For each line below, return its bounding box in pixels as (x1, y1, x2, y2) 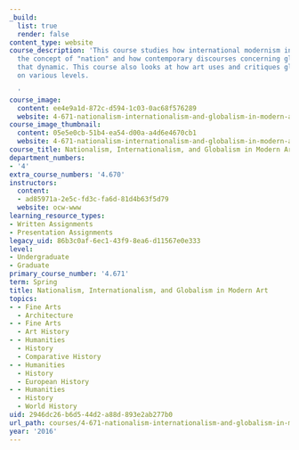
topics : (9, 294, 38, 303)
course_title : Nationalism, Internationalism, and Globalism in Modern (9, 145, 280, 154)
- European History (17, 377, 90, 386)
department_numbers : (9, 153, 86, 162)
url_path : (9, 418, 46, 428)
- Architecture (17, 311, 74, 320)
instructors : (9, 178, 58, 187)
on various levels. (17, 71, 90, 80)
